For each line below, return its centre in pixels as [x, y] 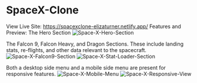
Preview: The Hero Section [39, 32]
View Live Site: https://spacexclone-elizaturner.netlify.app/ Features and [94, 26]
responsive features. [31, 74]
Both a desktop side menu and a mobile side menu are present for [86, 67]
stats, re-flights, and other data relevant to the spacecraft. [76, 50]
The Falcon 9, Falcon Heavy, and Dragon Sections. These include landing [95, 44]
